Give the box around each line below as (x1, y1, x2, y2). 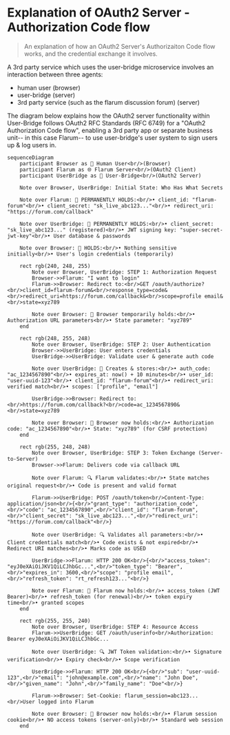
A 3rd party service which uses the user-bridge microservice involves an (7, 63, 214, 71)
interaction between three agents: (7, 70, 103, 79)
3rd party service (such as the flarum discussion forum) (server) (17, 98, 200, 106)
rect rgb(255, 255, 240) (19, 617, 91, 624)
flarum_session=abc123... (124, 692, 198, 699)
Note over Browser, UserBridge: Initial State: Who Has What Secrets (19, 184, 224, 191)
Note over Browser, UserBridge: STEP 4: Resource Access (32, 623, 198, 630)
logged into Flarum (37, 698, 94, 705)
